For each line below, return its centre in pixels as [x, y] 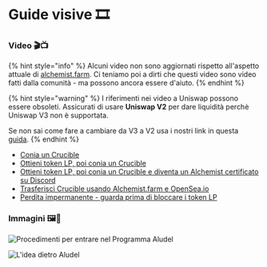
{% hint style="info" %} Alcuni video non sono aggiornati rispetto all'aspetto [134, 66]
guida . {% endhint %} [44, 139]
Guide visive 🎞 [59, 15]
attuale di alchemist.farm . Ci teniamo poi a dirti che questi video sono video [132, 74]
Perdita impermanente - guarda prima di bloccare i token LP [118, 197]
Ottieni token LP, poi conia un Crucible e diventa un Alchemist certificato [139, 172]
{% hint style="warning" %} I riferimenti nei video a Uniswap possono [123, 98]
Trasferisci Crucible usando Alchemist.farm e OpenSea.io [114, 189]
